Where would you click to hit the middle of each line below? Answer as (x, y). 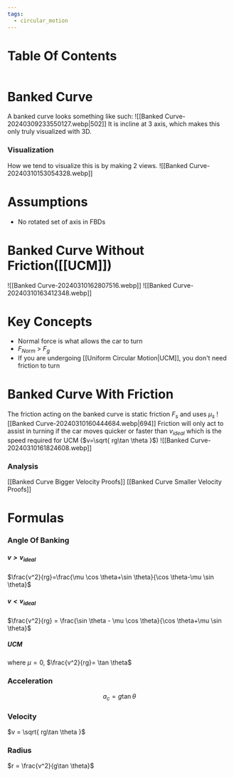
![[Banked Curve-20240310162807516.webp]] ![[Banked (90, 285)
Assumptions (48, 202)
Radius (20, 751)
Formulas (36, 518)
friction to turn (39, 366)
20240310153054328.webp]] (50, 173)
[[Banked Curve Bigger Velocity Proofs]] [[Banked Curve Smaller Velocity (115, 482)
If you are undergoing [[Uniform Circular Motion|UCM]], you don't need (122, 358)
